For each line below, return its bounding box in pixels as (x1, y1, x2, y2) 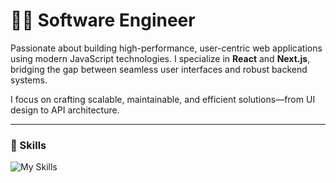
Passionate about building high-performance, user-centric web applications (10, 42, 323, 54)
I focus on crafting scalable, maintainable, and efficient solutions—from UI (10, 93, 316, 105)
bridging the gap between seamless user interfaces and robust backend (10, 63, 308, 75)
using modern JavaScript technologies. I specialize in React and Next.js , (10, 52, 311, 64)
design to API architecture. (10, 104, 120, 116)
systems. (10, 74, 48, 86)
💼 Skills (10, 138, 47, 152)
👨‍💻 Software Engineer (10, 9, 196, 32)
